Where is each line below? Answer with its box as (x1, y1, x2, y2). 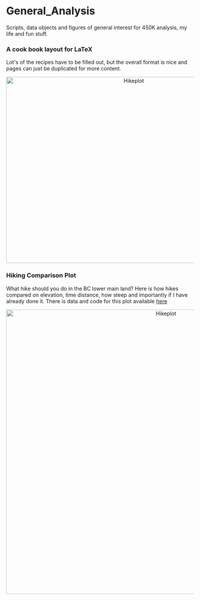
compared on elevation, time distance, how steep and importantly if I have (6, 291, 188, 299)
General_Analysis (6, 4, 95, 18)
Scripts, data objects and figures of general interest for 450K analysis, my (6, 24, 187, 31)
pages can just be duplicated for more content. (6, 65, 121, 72)
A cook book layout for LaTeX (6, 45, 93, 53)
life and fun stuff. (6, 30, 48, 37)
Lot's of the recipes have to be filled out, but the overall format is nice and (6, 58, 187, 66)
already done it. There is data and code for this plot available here (6, 297, 168, 304)
